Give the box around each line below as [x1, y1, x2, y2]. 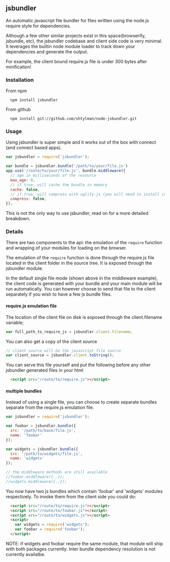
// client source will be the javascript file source [6, 348, 122, 353]
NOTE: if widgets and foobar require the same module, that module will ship [6, 540, 163, 546]
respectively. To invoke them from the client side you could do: [6, 493, 136, 499]
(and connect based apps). [6, 145, 62, 151]
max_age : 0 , [10, 178, 36, 183]
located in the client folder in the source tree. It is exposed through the [6, 260, 152, 266]
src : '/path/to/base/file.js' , [10, 428, 76, 433]
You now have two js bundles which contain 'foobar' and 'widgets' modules [6, 488, 163, 494]
